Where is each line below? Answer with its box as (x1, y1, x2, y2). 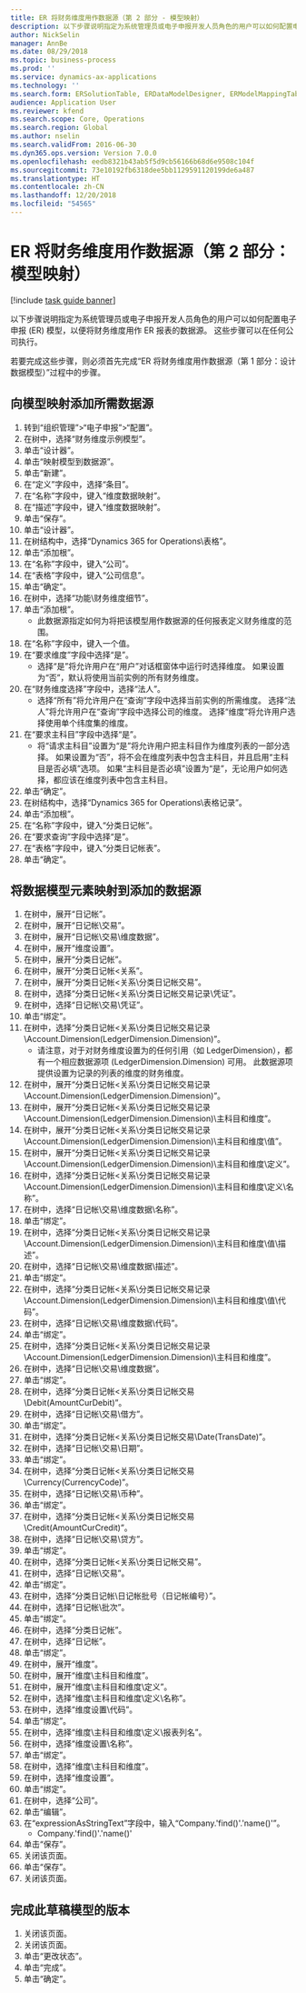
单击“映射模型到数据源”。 (23, 456, 119, 466)
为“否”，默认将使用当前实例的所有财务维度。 (36, 672, 203, 683)
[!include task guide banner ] (10, 295, 116, 305)
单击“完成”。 (23, 1962, 72, 1973)
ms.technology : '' (10, 81, 80, 90)
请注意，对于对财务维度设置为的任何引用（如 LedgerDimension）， (36, 1045, 285, 1056)
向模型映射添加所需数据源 (10, 396, 153, 412)
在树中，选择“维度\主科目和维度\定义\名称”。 (23, 1693, 192, 1704)
